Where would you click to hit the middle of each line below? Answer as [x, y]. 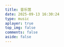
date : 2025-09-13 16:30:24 [32, 14]
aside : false [18, 37]
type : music [17, 19]
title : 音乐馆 [18, 10]
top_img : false [20, 28]
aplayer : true [19, 23]
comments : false [21, 32]
